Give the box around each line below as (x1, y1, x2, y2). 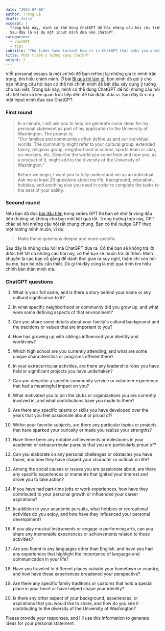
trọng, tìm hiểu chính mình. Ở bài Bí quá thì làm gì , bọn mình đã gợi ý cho (5, 76, 152, 82)
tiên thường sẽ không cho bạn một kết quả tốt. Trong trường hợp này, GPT (5, 215, 155, 221)
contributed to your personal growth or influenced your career (12, 491, 139, 497)
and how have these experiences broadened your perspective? (12, 571, 141, 577)
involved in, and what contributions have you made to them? (12, 398, 135, 404)
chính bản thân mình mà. (5, 266, 56, 272)
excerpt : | (5, 21, 28, 26)
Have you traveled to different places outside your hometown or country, (12, 566, 160, 572)
